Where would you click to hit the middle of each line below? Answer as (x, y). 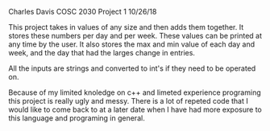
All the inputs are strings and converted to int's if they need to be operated (132, 68)
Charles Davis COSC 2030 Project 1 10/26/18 (83, 12)
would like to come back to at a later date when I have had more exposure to (135, 109)
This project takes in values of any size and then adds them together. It (126, 27)
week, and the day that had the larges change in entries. (102, 53)
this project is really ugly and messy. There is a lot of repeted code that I (128, 101)
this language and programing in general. (77, 118)
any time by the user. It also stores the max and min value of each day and (132, 44)
